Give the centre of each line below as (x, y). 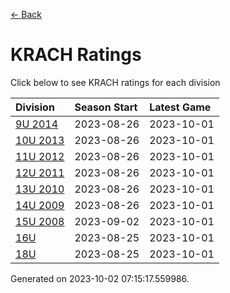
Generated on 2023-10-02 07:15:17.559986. (100, 278)
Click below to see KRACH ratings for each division (115, 82)
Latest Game (180, 107)
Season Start (106, 107)
